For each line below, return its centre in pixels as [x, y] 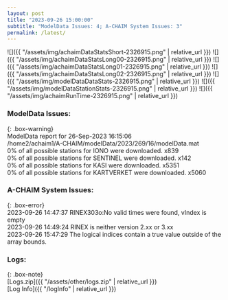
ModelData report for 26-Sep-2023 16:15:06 [69, 136]
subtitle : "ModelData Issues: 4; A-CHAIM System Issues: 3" [95, 26]
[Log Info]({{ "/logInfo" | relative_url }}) [62, 289]
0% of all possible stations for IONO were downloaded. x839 [93, 150]
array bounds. [27, 242]
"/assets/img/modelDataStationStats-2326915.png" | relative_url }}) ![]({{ [110, 89]
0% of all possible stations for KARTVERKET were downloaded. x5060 [107, 172]
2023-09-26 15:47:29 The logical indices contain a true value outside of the [114, 234]
